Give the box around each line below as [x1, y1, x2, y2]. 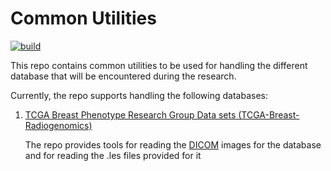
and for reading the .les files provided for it [24, 149, 202, 161]
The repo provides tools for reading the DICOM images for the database [24, 138, 322, 151]
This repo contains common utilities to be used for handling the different [10, 59, 308, 71]
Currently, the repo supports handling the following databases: [10, 89, 268, 101]
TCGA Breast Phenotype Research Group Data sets [24, 108, 237, 121]
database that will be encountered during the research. [10, 70, 237, 82]
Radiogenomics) [24, 119, 93, 131]
